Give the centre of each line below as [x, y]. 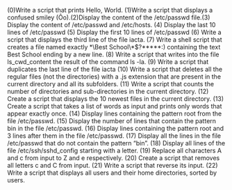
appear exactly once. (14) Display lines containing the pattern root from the [115, 113]
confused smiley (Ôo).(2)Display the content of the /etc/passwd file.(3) [109, 17]
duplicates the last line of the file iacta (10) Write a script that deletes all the [115, 69]
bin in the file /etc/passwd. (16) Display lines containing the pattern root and [116, 128]
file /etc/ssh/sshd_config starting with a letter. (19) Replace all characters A [115, 150]
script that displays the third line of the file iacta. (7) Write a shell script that [115, 40]
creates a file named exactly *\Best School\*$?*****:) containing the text [114, 47]
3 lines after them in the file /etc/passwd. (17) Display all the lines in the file [114, 136]
